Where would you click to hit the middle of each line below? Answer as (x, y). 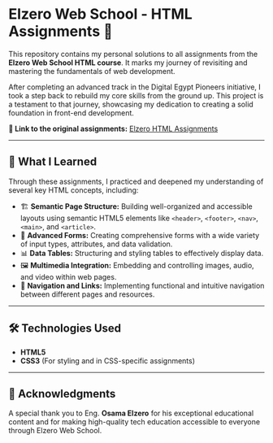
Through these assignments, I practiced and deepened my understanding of (136, 181)
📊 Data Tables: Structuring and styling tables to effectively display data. (142, 253)
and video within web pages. (68, 276)
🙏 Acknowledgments (62, 394)
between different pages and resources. (87, 294)
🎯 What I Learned (53, 162)
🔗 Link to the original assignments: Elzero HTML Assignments (113, 128)
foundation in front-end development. (71, 113)
